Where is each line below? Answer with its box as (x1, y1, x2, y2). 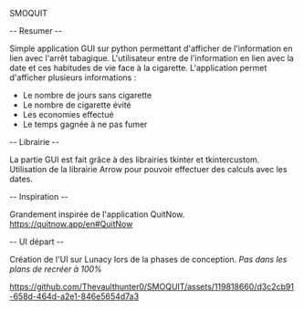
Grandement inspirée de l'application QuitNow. (9, 209, 185, 220)
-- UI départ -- (9, 236, 65, 247)
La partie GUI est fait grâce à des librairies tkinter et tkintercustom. (9, 154, 260, 165)
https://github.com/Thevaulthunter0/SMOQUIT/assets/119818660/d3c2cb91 (9, 282, 295, 292)
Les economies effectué (22, 109, 114, 119)
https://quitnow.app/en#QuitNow (9, 219, 133, 229)
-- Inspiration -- (9, 191, 68, 201)
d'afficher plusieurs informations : (9, 72, 137, 83)
